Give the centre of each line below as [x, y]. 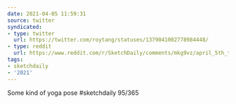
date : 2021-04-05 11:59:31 [47, 14]
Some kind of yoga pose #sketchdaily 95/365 [73, 93]
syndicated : [25, 27]
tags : [15, 60]
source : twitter [31, 20]
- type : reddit [29, 46]
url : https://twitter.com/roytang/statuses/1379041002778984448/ [111, 40]
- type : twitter [31, 33]
